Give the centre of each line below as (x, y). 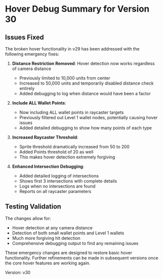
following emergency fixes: (32, 54)
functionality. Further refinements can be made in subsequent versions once (82, 258)
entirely (27, 88)
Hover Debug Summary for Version (77, 9)
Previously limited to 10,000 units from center (65, 78)
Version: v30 (18, 272)
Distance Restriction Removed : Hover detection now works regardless (83, 63)
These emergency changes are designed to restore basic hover (69, 253)
